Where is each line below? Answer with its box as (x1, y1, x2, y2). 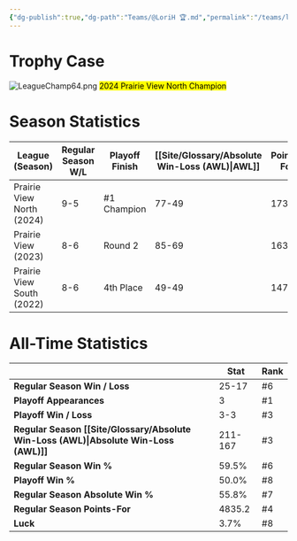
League (17, 149, 50, 161)
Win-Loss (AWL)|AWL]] (156, 160, 261, 173)
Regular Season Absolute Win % (13, 489, 154, 501)
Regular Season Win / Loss (13, 380, 130, 392)
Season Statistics (9, 112, 141, 131)
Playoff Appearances (13, 395, 104, 407)
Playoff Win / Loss (13, 409, 93, 421)
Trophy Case (9, 50, 105, 71)
